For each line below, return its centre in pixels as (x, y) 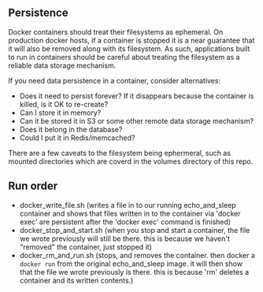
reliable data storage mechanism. (62, 65)
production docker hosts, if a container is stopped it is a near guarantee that (131, 40)
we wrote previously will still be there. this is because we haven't (124, 238)
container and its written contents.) (76, 280)
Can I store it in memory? (60, 113)
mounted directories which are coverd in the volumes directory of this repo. (131, 161)
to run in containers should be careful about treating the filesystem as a (124, 57)
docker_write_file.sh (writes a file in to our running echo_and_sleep (128, 205)
